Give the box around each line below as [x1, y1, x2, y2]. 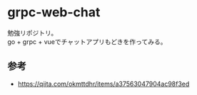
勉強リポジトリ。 [7, 28, 58, 37]
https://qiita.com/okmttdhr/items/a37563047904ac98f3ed [17, 79, 190, 88]
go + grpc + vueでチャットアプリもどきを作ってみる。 [7, 37, 167, 46]
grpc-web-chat [7, 4, 101, 21]
